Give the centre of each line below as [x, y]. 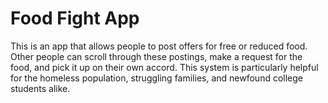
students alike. [40, 88]
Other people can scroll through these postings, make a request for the [156, 56]
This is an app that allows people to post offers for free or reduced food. [159, 46]
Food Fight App [75, 18]
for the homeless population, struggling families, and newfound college [157, 78]
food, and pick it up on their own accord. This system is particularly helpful [164, 67]
